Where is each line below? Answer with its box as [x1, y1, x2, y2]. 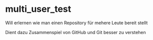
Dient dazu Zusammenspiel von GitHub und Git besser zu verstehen [5, 29, 146, 35]
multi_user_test [5, 3, 71, 15]
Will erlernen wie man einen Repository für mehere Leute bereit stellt [5, 20, 148, 26]
